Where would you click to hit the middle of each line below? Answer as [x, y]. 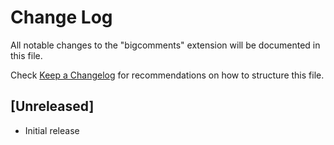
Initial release [52, 130]
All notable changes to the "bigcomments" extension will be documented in [165, 45]
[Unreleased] [52, 106]
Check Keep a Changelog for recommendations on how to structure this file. [167, 75]
